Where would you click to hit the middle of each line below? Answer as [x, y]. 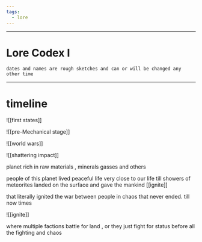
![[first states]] [24, 120]
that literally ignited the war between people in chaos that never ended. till [98, 197]
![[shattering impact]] [32, 155]
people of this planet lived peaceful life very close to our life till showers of [99, 179]
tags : [13, 12]
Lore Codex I [38, 53]
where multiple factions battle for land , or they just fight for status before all [101, 226]
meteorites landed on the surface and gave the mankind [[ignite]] [87, 185]
